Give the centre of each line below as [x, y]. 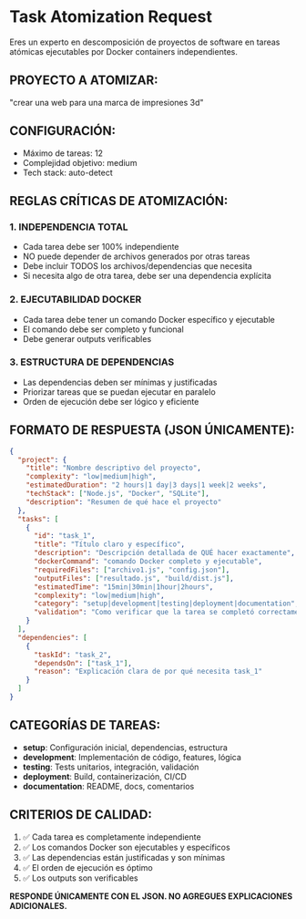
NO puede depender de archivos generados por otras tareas [136, 256]
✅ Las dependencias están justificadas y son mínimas [124, 857]
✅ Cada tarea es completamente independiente [112, 837]
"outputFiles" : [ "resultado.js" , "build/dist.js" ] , [133, 578]
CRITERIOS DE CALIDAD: [81, 815]
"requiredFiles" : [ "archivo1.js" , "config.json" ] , [132, 570]
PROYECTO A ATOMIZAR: [84, 81]
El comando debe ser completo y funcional [103, 329]
